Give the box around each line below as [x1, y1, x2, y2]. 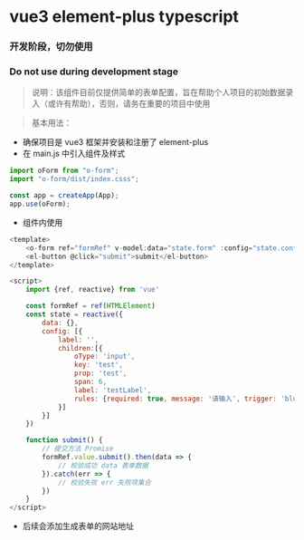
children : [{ [57, 343, 103, 352]
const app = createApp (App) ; [9, 191, 119, 200]
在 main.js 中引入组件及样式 [22, 148, 126, 159]
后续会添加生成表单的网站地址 [22, 521, 134, 532]
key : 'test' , [73, 361, 124, 370]
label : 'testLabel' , [73, 385, 152, 395]
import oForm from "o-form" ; [9, 166, 119, 176]
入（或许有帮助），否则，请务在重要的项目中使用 [31, 98, 211, 110]
